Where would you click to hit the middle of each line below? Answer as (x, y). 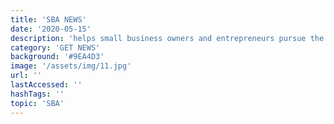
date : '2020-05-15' (51, 29)
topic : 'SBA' (37, 103)
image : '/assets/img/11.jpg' (71, 66)
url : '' (26, 76)
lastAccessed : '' (46, 85)
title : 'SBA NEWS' (48, 19)
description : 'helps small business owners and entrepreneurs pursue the (167, 38)
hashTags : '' (37, 94)
